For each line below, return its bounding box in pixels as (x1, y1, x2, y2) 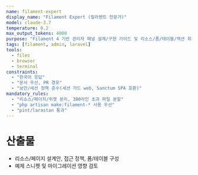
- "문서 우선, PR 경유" (11, 80, 62, 86)
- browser (11, 58, 35, 64)
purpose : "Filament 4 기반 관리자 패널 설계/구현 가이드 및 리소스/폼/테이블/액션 (6, 36, 185, 42)
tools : (6, 47, 22, 53)
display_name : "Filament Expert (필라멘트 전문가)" (6, 14, 127, 20)
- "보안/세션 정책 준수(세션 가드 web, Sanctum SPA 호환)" (11, 85, 142, 91)
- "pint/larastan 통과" (11, 107, 68, 113)
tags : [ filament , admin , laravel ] (6, 42, 91, 48)
